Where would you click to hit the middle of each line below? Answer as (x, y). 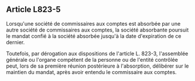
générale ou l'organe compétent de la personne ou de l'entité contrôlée (92, 59)
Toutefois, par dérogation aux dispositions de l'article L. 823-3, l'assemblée (97, 53)
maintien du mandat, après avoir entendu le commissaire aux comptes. (91, 72)
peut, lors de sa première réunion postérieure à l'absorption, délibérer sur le (97, 66)
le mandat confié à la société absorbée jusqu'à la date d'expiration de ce (94, 36)
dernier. (16, 42)
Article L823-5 (33, 10)
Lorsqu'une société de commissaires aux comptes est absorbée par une (93, 23)
